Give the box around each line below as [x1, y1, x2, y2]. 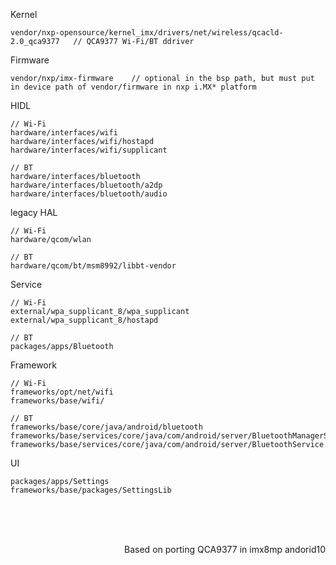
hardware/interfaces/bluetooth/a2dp [10, 180, 163, 190]
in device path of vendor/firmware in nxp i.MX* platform [10, 82, 257, 92]
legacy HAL [10, 207, 58, 218]
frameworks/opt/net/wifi [10, 387, 114, 397]
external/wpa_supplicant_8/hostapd [10, 315, 159, 325]
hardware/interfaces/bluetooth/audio [10, 189, 168, 199]
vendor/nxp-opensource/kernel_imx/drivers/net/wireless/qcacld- [10, 28, 284, 38]
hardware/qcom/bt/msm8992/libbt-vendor [10, 261, 177, 271]
